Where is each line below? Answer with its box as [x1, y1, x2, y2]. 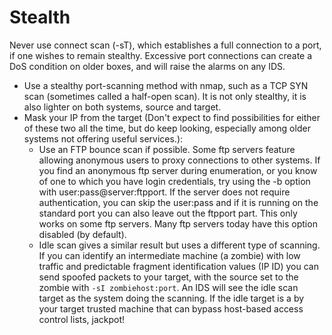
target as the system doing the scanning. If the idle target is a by [38, 292, 305, 304]
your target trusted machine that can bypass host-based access [38, 302, 304, 315]
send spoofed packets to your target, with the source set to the [38, 271, 299, 283]
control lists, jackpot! [38, 313, 126, 325]
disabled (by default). [38, 228, 127, 240]
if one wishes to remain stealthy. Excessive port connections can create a [9, 49, 313, 61]
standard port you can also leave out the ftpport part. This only [38, 207, 298, 219]
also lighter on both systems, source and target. [23, 101, 222, 113]
